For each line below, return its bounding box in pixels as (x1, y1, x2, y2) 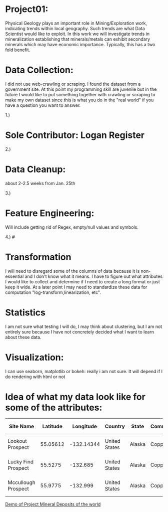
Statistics (5, 307, 46, 318)
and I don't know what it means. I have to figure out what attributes (24, 273, 163, 279)
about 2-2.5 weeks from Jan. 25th (5, 180, 75, 186)
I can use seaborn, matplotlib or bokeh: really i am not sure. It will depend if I (5, 368, 163, 374)
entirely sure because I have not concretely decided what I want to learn (5, 328, 154, 334)
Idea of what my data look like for (5, 391, 146, 402)
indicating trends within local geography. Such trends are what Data (5, 25, 145, 31)
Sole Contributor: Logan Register (5, 129, 145, 141)
